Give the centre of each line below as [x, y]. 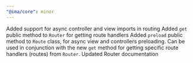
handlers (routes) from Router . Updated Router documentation [82, 53]
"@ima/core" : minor [30, 12]
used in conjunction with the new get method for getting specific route [92, 48]
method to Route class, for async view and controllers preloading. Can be [96, 41]
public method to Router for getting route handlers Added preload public [94, 35]
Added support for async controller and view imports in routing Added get [97, 29]
